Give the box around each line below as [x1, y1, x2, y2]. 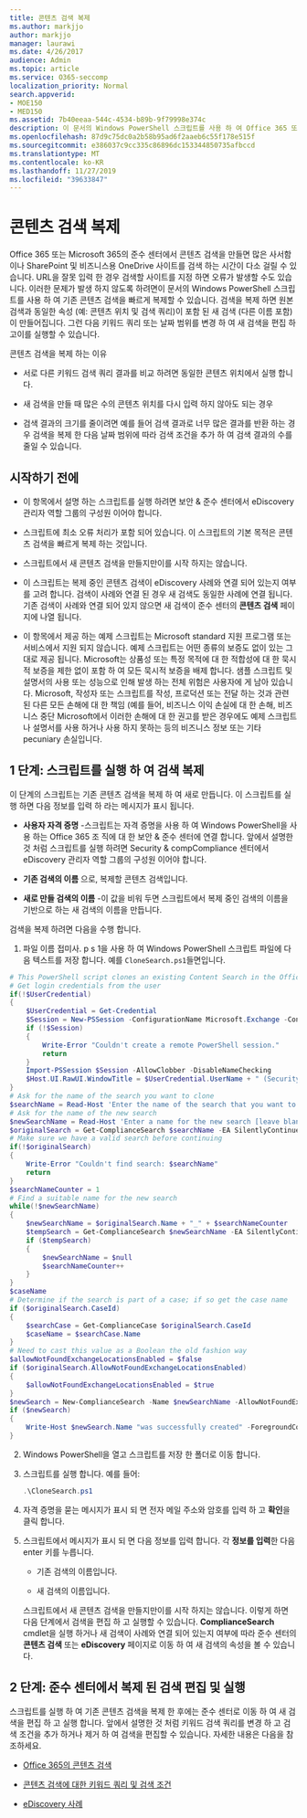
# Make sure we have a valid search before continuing [9, 1134, 223, 1143]
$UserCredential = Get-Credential [26, 1007, 157, 1016]
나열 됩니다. [39, 611, 82, 622]
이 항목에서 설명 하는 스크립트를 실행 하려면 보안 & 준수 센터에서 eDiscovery [22, 496, 295, 507]
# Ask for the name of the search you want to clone [9, 1092, 215, 1101]
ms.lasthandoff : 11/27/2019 [9, 166, 117, 175]
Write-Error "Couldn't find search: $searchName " [26, 1159, 219, 1169]
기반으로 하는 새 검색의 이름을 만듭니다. [22, 904, 163, 914]
